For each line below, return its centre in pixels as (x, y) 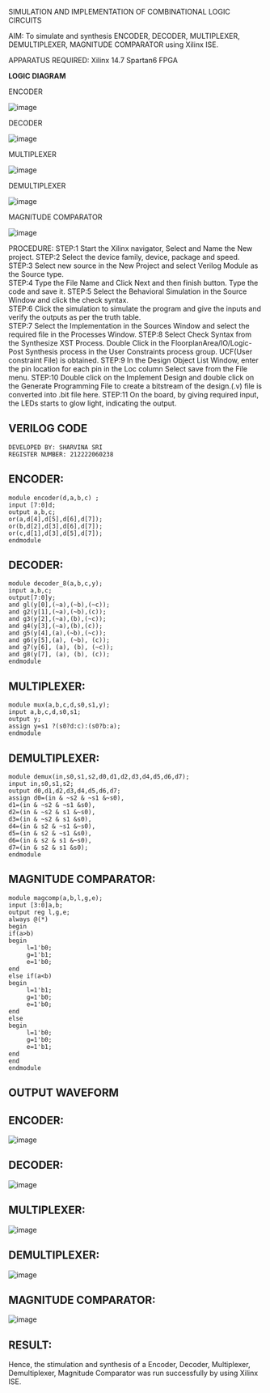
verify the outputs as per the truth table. (75, 317)
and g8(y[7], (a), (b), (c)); (59, 655)
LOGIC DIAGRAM (37, 76)
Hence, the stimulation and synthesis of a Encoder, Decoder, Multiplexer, (129, 1365)
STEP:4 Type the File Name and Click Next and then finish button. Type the (133, 283)
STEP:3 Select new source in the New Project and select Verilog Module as (133, 265)
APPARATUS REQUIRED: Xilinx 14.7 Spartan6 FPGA (93, 60)
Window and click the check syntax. (69, 300)
